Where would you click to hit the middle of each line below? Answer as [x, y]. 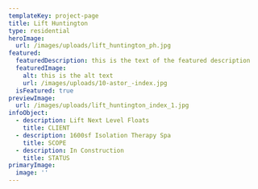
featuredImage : [41, 68]
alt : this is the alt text [68, 76]
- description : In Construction [70, 150]
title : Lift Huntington [48, 23]
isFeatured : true [45, 90]
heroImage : [27, 38]
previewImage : [32, 98]
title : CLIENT [46, 128]
